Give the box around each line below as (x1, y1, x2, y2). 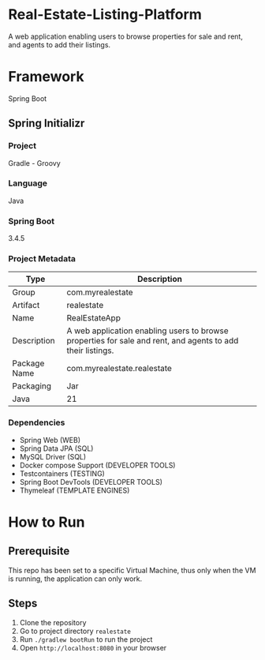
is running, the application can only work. (8, 574, 143, 583)
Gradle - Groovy (8, 158, 61, 167)
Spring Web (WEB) (19, 435, 81, 444)
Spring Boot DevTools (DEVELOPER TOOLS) (19, 477, 163, 486)
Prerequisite (8, 545, 70, 558)
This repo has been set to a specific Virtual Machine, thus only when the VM (8, 565, 256, 575)
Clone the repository (19, 617, 87, 627)
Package (12, 358, 45, 369)
